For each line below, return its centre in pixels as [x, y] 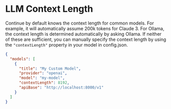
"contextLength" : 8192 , [44, 83]
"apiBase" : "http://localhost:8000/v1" [61, 88]
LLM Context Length [49, 9]
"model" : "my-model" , [42, 78]
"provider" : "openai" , [43, 73]
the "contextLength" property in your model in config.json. [67, 45]
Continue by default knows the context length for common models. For [80, 23]
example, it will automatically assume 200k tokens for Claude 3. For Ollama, [85, 28]
